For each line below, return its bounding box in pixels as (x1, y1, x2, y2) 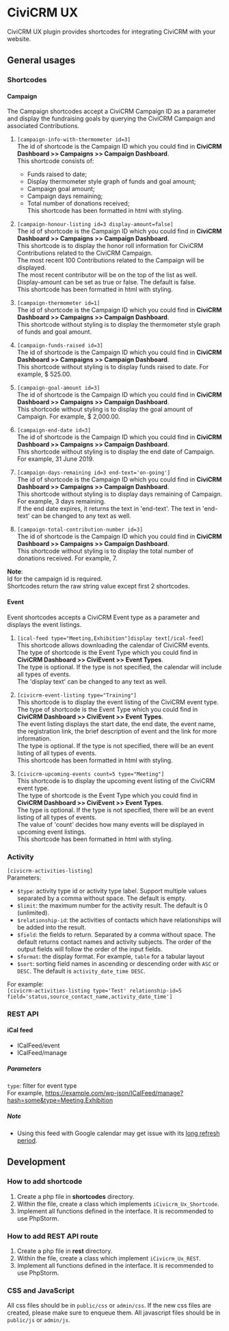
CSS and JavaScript (7, 1286, 75, 1295)
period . (16, 1136, 38, 1145)
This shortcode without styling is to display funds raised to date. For (16, 363, 209, 371)
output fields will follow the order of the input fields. (16, 945, 163, 953)
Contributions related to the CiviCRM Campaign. (16, 249, 153, 258)
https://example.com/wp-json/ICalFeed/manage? (45, 1089, 184, 1097)
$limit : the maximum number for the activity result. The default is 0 (16, 901, 208, 909)
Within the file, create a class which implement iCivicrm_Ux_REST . (16, 1254, 201, 1262)
